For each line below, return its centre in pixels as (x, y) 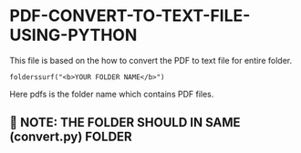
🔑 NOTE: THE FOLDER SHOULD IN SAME (125, 122)
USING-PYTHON (73, 35)
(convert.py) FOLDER (71, 137)
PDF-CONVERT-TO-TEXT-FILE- (130, 16)
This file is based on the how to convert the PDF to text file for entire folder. (151, 60)
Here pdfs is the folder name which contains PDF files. (112, 94)
